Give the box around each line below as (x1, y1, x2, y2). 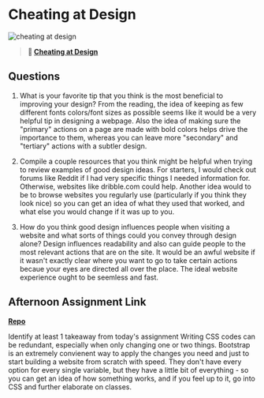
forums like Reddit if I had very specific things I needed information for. (19, 173, 251, 182)
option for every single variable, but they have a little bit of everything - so (8, 365, 249, 374)
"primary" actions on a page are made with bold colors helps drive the (19, 124, 248, 133)
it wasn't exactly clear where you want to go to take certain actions (19, 255, 238, 265)
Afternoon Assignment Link (8, 295, 147, 309)
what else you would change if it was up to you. (19, 207, 175, 216)
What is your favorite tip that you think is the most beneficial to (19, 91, 223, 100)
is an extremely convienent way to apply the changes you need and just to (8, 348, 250, 358)
